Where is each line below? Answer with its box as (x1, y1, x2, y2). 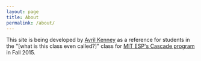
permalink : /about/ (6, 20, 55, 26)
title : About (6, 14, 39, 20)
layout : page (6, 8, 39, 15)
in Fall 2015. (6, 49, 36, 56)
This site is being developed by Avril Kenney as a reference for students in (6, 36, 191, 44)
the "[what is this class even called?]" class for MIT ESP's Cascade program (6, 42, 195, 50)
